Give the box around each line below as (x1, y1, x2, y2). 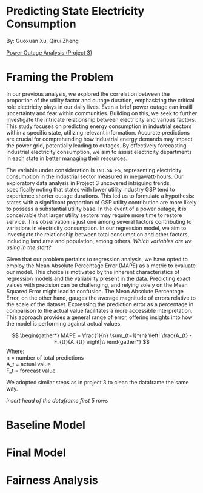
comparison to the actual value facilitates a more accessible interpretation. (6, 307, 193, 314)
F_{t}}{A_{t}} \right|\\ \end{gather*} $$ (54, 338, 150, 345)
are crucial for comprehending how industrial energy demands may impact (6, 135, 193, 143)
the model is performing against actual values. (6, 320, 122, 327)
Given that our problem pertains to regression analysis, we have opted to (6, 255, 188, 263)
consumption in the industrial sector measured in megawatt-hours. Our (6, 173, 184, 180)
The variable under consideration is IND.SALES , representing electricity (6, 166, 182, 173)
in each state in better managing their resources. (6, 155, 128, 162)
